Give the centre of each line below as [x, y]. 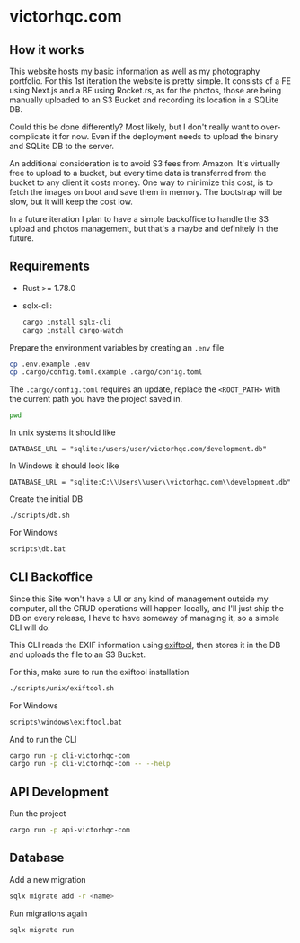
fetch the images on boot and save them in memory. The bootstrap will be [146, 192]
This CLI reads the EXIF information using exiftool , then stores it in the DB [145, 645]
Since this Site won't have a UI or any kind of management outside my [139, 599]
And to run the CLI [43, 739]
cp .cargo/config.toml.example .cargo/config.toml [106, 372]
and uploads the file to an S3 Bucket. [78, 654]
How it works [47, 50]
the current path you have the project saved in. [96, 399]
